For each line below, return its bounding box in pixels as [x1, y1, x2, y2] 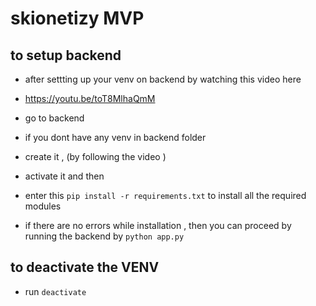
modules [24, 200, 62, 212]
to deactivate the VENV [10, 259, 160, 276]
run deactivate [24, 285, 87, 297]
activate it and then [24, 170, 105, 182]
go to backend [24, 112, 85, 124]
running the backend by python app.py [24, 230, 185, 242]
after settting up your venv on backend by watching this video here [24, 73, 302, 85]
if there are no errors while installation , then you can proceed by [24, 220, 292, 231]
